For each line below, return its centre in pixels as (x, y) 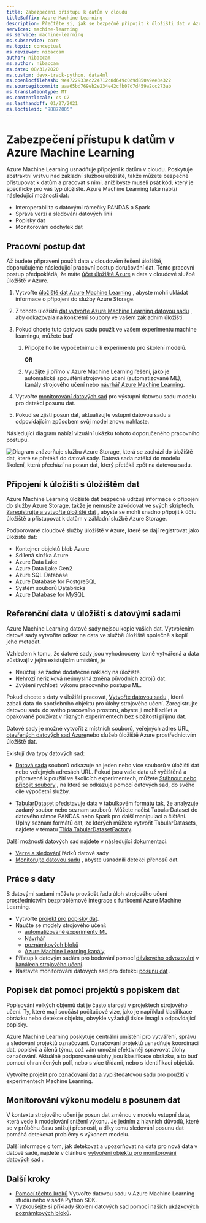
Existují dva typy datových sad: (46, 753)
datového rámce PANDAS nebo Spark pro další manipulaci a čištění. (101, 816)
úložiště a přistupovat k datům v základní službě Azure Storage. (87, 519)
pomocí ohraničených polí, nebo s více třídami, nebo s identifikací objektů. (100, 1062)
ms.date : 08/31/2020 (33, 69)
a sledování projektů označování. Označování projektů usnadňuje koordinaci (103, 1043)
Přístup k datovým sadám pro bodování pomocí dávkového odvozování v (107, 958)
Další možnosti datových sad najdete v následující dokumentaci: (87, 841)
